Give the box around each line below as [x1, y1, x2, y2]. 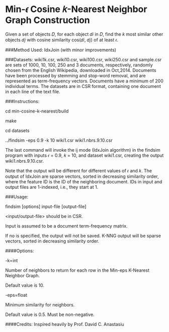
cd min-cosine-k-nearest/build [5, 108, 69, 114]
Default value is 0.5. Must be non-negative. [5, 311, 95, 317]
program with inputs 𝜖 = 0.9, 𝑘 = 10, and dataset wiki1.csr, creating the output [5, 152, 164, 158]
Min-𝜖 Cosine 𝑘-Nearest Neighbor [5, 4, 147, 15]
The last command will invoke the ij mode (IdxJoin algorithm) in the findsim [5, 147, 160, 153]
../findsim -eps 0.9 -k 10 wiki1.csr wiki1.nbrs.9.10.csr [5, 137, 113, 143]
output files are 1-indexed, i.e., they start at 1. [5, 184, 99, 190]
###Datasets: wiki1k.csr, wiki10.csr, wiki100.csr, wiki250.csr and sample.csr [5, 56, 162, 62]
